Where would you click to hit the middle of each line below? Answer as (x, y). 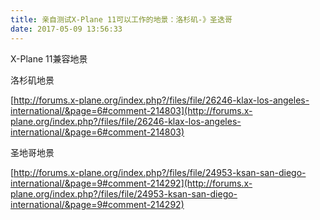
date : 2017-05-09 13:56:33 (66, 29)
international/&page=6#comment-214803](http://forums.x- (131, 110)
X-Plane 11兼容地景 (49, 58)
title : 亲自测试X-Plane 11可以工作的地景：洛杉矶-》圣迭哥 (121, 19)
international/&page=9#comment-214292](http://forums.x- (131, 183)
